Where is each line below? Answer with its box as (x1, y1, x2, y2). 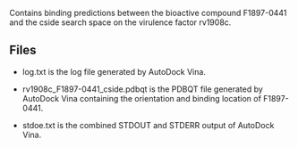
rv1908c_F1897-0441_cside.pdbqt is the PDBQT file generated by (21, 84, 264, 94)
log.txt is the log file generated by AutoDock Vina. (21, 66, 206, 77)
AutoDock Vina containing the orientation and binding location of (21, 93, 262, 103)
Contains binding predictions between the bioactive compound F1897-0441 (9, 8, 287, 18)
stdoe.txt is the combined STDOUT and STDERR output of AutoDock (21, 119, 275, 130)
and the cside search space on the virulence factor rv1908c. (9, 17, 232, 28)
